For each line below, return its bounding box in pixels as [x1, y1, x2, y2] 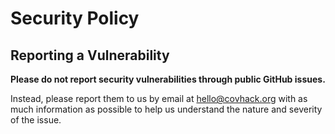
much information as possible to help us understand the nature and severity [10, 103, 323, 115]
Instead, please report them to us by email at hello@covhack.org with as [10, 93, 308, 104]
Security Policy [10, 7, 140, 30]
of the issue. [10, 114, 62, 126]
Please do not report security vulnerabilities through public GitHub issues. [10, 73, 326, 85]
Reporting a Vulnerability [10, 47, 170, 64]
